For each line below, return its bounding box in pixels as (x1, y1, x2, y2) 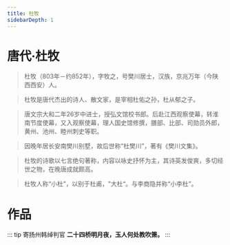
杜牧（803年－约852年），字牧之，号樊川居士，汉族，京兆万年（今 (23, 72, 213, 81)
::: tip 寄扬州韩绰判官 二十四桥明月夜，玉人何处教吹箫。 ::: (7, 231, 171, 239)
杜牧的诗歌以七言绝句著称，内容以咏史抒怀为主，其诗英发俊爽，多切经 (23, 156, 224, 165)
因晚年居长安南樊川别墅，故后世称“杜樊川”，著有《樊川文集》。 (23, 142, 202, 150)
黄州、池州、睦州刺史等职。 (23, 127, 103, 136)
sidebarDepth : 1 (7, 17, 54, 23)
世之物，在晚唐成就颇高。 (23, 165, 97, 173)
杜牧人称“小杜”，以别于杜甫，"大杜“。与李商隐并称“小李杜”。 (23, 180, 198, 188)
